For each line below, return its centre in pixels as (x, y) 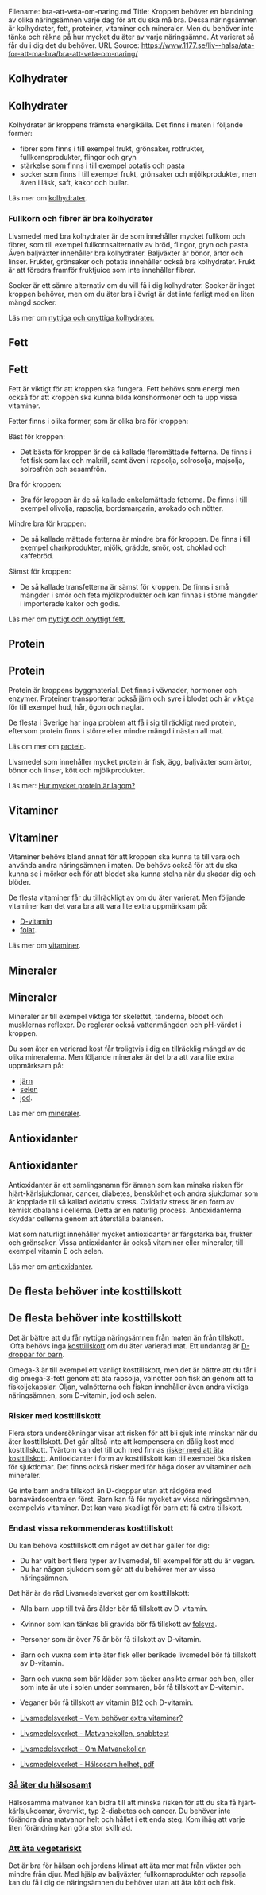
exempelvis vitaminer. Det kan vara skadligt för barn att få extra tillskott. (126, 1508)
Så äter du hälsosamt (50, 1785)
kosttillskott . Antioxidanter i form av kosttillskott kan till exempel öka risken (130, 1458)
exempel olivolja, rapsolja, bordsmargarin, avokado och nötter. (121, 508)
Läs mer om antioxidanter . (51, 1266)
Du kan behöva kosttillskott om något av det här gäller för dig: (109, 1546)
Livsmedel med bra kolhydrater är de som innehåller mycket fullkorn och (127, 236)
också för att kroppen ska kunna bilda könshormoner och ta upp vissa (123, 397)
